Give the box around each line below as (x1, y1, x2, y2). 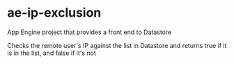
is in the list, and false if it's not (7, 49, 96, 57)
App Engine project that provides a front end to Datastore (7, 28, 172, 36)
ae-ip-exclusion (7, 5, 102, 21)
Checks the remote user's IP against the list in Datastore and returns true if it (7, 41, 227, 49)
